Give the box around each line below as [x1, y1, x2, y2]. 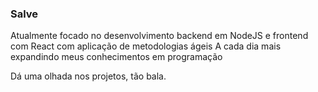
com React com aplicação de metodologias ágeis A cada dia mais [10, 40, 282, 52]
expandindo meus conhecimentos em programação [10, 51, 223, 63]
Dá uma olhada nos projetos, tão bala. [10, 70, 167, 82]
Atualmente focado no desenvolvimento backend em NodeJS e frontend [10, 30, 309, 42]
